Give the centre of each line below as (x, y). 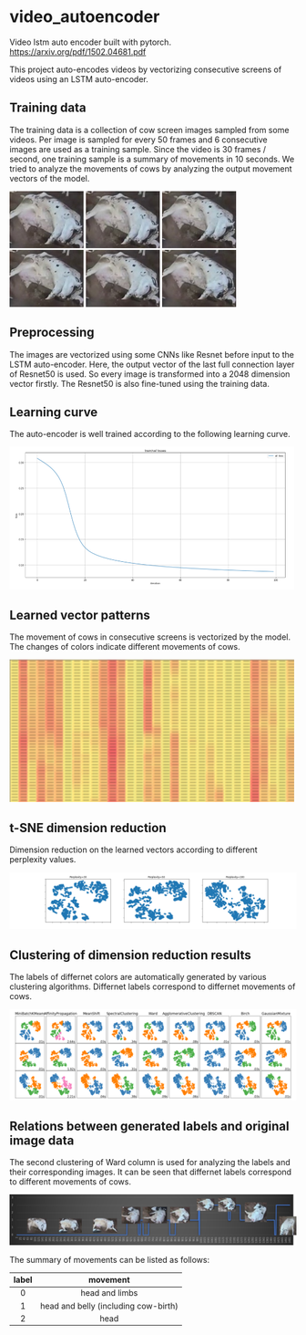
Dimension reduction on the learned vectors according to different (133, 850)
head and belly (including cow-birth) (109, 1306)
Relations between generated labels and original (149, 1126)
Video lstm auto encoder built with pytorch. (90, 42)
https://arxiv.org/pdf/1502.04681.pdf (78, 51)
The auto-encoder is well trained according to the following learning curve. (150, 434)
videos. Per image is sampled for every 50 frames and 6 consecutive (138, 140)
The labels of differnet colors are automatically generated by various (138, 977)
